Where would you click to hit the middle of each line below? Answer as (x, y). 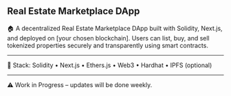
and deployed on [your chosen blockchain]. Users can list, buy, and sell (108, 38)
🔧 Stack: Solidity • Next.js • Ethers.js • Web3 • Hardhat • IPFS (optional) (110, 65)
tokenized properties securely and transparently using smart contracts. (108, 45)
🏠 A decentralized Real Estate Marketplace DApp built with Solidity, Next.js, (115, 28)
